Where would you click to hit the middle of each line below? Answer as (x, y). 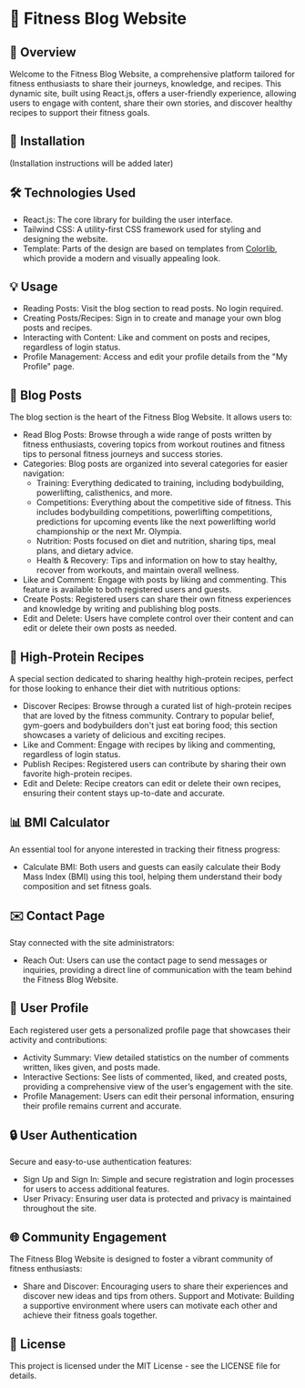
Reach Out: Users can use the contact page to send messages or (145, 960)
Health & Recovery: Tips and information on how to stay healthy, (157, 561)
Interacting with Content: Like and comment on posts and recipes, (146, 338)
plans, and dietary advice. (85, 551)
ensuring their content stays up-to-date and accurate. (124, 793)
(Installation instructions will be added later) (91, 163)
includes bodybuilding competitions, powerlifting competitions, (154, 512)
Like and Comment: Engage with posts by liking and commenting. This (154, 580)
